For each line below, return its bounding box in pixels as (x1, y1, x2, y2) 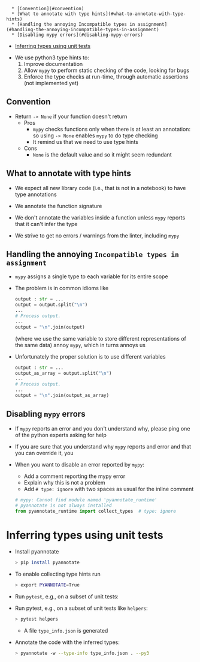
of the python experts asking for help (14, 431, 107, 438)
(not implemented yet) (23, 80, 79, 86)
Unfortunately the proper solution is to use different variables (14, 353, 166, 360)
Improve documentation (23, 61, 83, 67)
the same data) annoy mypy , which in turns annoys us (14, 341, 146, 348)
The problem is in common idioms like (14, 285, 109, 292)
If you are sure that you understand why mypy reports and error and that (14, 443, 192, 450)
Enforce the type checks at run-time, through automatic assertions (23, 73, 189, 80)
